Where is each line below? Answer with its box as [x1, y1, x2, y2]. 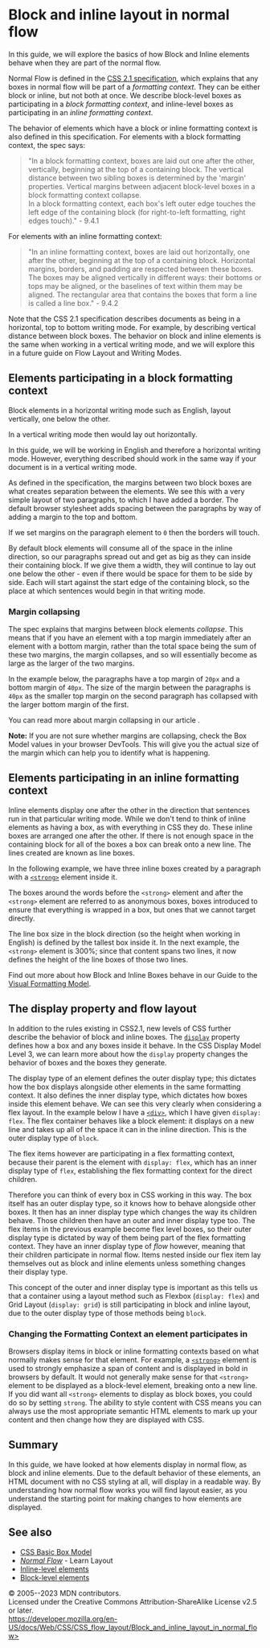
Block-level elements [19, 1572, 90, 1582]
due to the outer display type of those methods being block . [8, 1308, 207, 1317]
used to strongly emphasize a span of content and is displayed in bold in [8, 1363, 248, 1373]
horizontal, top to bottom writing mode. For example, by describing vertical [8, 322, 256, 332]
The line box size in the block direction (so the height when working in [8, 929, 241, 938]
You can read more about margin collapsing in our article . [8, 715, 201, 725]
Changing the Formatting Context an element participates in [8, 1328, 247, 1339]
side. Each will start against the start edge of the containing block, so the [8, 577, 250, 587]
